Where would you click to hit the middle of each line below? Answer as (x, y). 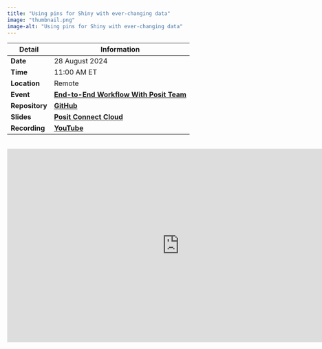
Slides (21, 117)
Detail (29, 50)
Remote (66, 83)
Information (120, 50)
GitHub (66, 106)
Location (25, 83)
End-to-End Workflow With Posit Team (120, 95)
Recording (28, 128)
